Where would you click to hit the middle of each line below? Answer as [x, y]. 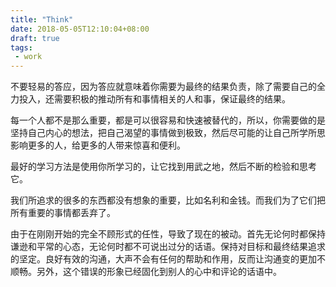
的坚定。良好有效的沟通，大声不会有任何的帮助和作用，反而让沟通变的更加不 [168, 259]
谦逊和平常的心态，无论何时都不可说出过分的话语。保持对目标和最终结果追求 [168, 247]
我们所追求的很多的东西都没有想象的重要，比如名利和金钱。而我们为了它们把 [168, 200]
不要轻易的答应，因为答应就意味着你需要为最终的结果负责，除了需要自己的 [163, 87]
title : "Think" [42, 19]
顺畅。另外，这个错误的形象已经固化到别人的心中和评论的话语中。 [146, 272]
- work [28, 57]
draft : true [35, 38]
